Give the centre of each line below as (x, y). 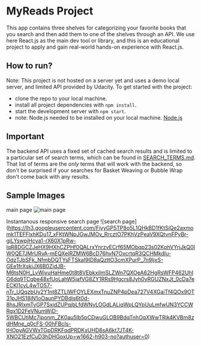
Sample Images (36, 195)
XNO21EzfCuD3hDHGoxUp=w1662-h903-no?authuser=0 (77, 337)
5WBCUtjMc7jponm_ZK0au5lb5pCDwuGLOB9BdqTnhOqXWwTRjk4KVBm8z (100, 318)
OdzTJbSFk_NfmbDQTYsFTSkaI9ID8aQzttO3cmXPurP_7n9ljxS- (85, 260)
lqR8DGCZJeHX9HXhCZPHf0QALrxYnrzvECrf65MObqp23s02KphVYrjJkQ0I (101, 247)
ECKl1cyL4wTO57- (29, 286)
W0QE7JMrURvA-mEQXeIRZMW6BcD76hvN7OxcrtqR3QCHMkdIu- (89, 253)
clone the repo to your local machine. (61, 98)
